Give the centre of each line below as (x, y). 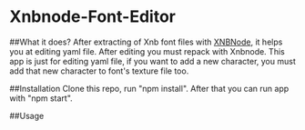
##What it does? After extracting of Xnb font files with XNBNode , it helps (146, 42)
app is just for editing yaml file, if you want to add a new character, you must (152, 61)
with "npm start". (41, 98)
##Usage (27, 115)
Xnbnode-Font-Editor (92, 17)
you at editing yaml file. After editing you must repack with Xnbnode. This (147, 51)
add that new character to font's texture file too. (99, 71)
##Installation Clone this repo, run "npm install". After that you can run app (149, 88)
